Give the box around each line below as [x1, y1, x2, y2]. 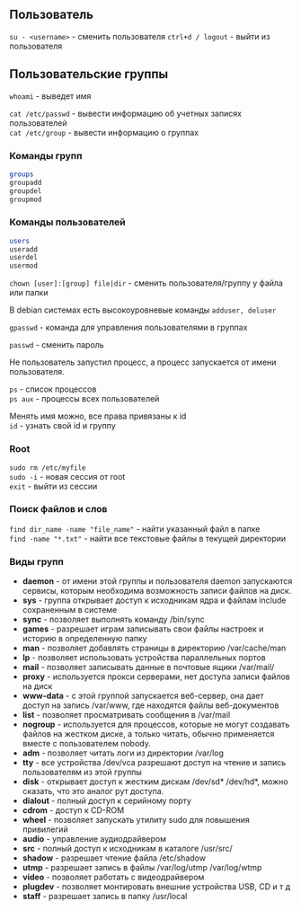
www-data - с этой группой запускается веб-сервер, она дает [22, 691, 264, 702]
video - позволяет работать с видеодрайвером [22, 871, 205, 883]
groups [9, 170, 34, 179]
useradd [9, 244, 39, 254]
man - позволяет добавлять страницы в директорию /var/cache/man [22, 642, 287, 654]
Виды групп [9, 555, 65, 568]
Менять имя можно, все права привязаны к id [9, 411, 187, 421]
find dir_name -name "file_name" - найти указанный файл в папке [9, 523, 261, 534]
